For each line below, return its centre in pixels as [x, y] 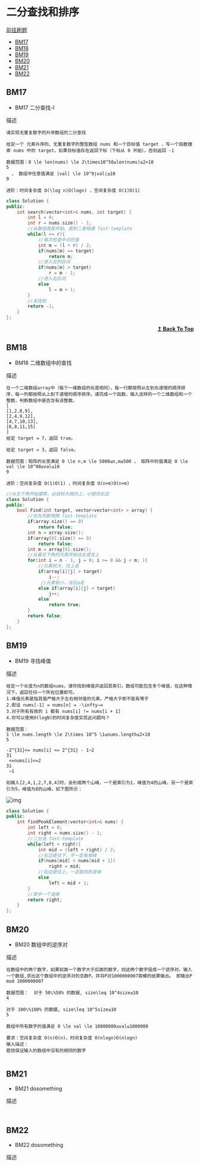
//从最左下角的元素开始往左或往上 [63, 555]
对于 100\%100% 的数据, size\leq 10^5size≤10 [61, 1010]
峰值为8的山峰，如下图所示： [52, 789]
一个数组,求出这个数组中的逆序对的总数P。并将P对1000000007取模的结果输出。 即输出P [99, 976]
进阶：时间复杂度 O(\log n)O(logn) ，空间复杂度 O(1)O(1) [73, 190]
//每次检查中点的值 [58, 239]
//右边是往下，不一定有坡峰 [67, 855]
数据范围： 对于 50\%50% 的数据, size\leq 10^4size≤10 [72, 993]
